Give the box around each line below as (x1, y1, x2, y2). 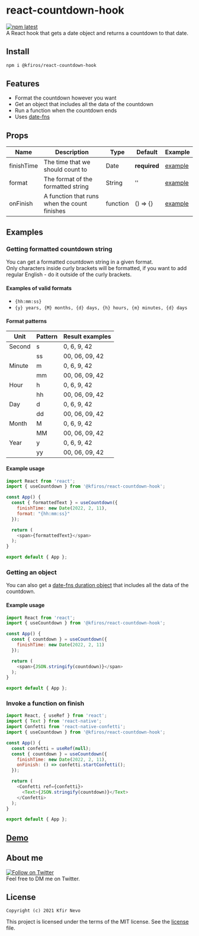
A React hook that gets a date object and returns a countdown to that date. (6, 29, 188, 36)
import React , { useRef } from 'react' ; (6, 713, 108, 719)
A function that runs (43, 192, 99, 200)
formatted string (43, 182, 89, 191)
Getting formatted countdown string (6, 245, 113, 253)
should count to (43, 165, 88, 174)
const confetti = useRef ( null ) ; (11, 745, 92, 751)
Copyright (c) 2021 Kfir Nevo (6, 908, 81, 914)
